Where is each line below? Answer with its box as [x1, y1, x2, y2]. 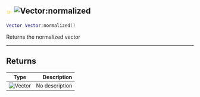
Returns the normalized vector [6, 33, 80, 40]
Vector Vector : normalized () [6, 22, 76, 29]
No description [36, 82, 73, 89]
